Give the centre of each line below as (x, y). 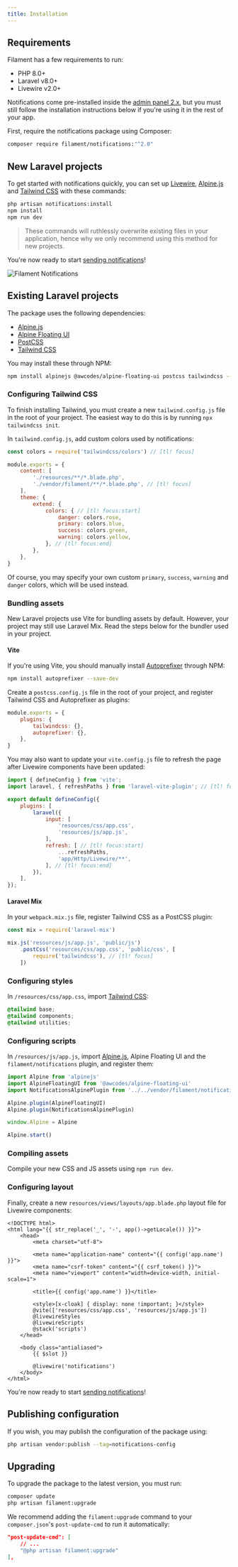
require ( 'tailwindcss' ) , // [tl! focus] (93, 956)
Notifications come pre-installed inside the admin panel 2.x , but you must (114, 102)
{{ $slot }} (51, 1354)
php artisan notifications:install (60, 204)
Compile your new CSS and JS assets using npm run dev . (90, 1169)
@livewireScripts (58, 1323)
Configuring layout (40, 1187)
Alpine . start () (30, 1135)
